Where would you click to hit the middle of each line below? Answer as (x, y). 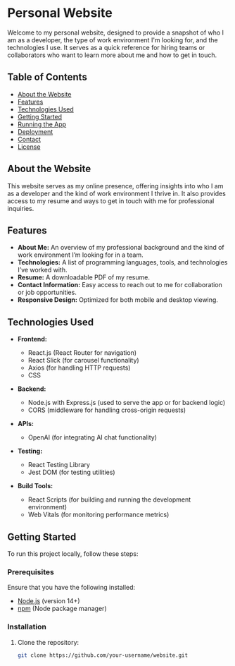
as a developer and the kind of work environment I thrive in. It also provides (117, 193)
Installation (27, 627)
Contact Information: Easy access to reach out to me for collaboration (120, 285)
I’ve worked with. (42, 270)
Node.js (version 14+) (49, 601)
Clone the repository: (48, 642)
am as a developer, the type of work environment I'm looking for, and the (113, 40)
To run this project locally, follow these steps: (73, 554)
